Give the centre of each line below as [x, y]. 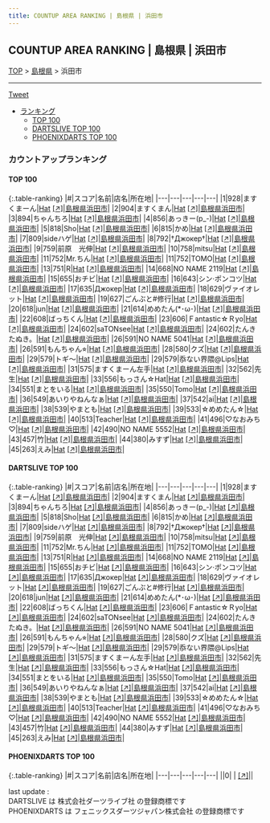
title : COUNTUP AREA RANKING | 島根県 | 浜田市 [86, 16]
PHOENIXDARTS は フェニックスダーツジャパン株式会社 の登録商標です [127, 811]
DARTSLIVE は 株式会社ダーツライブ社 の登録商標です [97, 801]
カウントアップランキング [57, 160]
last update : [29, 791]
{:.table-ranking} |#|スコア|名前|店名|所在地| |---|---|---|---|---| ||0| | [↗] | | [131, 775]
